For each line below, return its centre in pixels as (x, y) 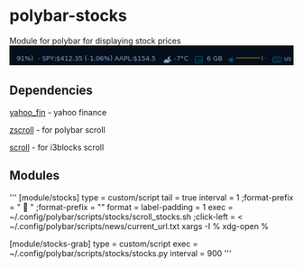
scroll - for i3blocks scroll (57, 147)
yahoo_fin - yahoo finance (58, 112)
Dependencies (51, 91)
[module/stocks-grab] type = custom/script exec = (104, 244)
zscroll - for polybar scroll (57, 129)
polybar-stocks (69, 16)
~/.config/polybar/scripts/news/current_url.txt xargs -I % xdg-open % (139, 226)
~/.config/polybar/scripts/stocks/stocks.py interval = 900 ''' (120, 253)
